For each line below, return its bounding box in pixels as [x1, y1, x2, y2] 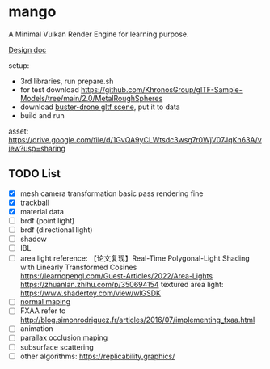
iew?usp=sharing [8, 143, 66, 153]
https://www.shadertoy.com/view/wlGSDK [19, 288, 162, 298]
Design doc [8, 45, 47, 54]
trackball [19, 197, 50, 207]
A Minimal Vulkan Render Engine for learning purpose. [8, 29, 189, 39]
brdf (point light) [19, 215, 75, 225]
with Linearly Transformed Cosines [19, 262, 137, 273]
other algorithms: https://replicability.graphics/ [19, 351, 175, 361]
